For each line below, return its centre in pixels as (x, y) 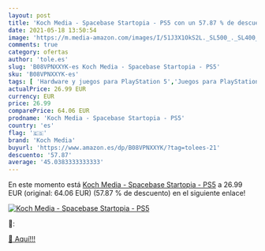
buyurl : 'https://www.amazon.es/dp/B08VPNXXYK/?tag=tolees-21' (114, 148)
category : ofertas (38, 52)
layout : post (30, 15)
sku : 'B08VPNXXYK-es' (44, 74)
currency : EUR (32, 96)
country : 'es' (32, 126)
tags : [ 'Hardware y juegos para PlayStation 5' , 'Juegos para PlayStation (134, 81)
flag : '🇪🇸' (28, 133)
